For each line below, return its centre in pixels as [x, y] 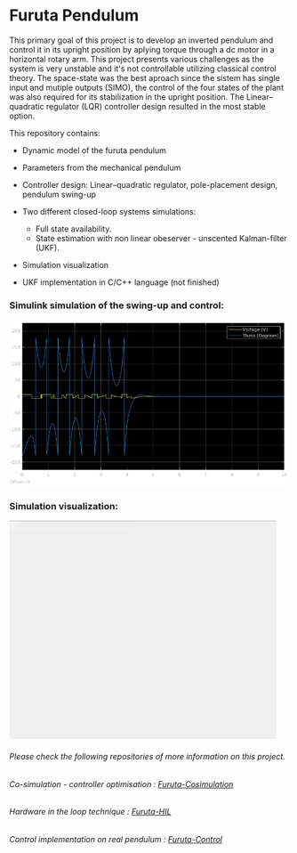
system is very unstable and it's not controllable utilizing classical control [143, 69]
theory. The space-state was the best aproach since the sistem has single [144, 77]
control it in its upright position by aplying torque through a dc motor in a [142, 49]
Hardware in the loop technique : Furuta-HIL [90, 812]
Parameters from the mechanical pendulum [101, 167]
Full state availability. [73, 229]
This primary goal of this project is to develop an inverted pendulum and [141, 40]
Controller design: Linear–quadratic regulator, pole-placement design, [150, 184]
